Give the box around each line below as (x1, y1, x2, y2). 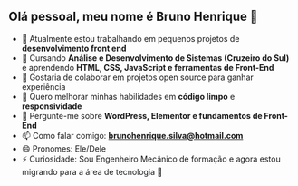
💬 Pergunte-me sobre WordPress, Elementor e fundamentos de (21, 110, 264, 121)
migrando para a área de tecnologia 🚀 (21, 166, 163, 177)
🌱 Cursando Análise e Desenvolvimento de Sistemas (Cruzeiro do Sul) (21, 52, 290, 64)
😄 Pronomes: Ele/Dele (21, 142, 106, 154)
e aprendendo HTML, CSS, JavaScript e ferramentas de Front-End (21, 62, 274, 73)
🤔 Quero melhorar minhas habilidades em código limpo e (21, 91, 236, 102)
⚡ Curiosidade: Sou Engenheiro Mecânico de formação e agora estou (21, 153, 282, 164)
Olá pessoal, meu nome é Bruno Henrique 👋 (8, 9, 259, 24)
